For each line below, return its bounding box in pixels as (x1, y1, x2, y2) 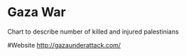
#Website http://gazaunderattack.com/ (7, 41, 121, 49)
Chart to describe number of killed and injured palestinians (7, 27, 179, 36)
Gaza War (7, 4, 66, 20)
